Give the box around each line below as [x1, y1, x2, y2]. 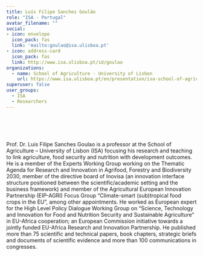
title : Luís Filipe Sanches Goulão [6, 8, 96, 15]
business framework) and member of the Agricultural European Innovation [6, 185, 192, 193]
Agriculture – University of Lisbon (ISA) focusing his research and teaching [6, 147, 193, 154]
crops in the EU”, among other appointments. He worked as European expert [6, 198, 197, 205]
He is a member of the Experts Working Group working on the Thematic [6, 160, 185, 167]
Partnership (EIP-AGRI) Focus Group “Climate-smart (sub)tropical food [6, 192, 182, 199]
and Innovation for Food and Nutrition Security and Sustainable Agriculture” [6, 211, 195, 218]
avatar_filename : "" [6, 20, 59, 26]
